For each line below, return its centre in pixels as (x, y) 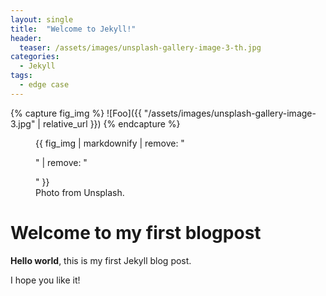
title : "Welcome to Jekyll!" (73, 29)
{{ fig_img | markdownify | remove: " (110, 143)
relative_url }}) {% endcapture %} (111, 123)
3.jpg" (23, 123)
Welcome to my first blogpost (136, 232)
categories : (35, 57)
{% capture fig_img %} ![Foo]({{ (76, 113)
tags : (21, 76)
